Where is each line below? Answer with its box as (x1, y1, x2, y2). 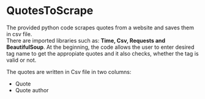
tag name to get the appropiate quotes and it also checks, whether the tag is (6, 50, 199, 57)
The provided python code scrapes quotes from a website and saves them (6, 24, 195, 31)
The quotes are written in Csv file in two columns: (6, 68, 132, 75)
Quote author (15, 86, 49, 94)
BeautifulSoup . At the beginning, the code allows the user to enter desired (6, 43, 195, 51)
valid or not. (6, 56, 37, 64)
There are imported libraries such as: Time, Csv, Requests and (6, 37, 166, 44)
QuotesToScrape (6, 4, 94, 18)
